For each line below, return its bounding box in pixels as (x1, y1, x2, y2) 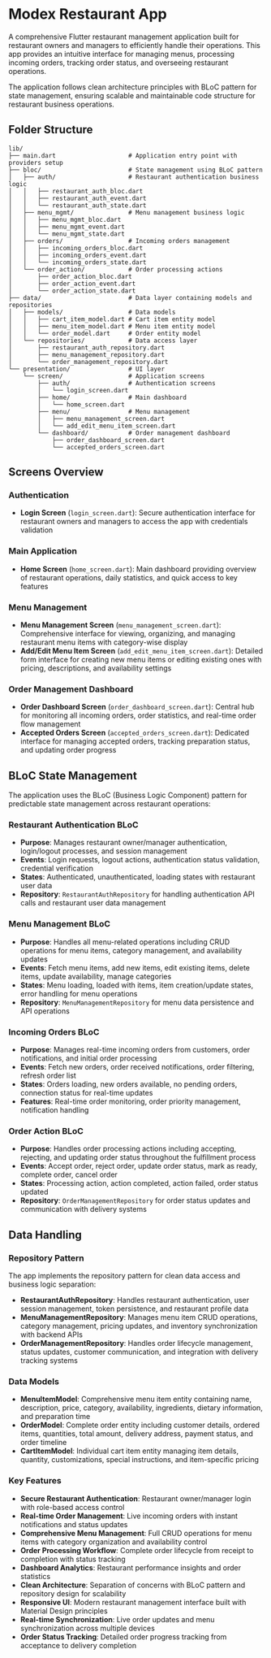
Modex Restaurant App (8, 5, 168, 24)
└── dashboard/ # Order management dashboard (37, 428, 230, 437)
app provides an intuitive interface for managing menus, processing (8, 49, 235, 59)
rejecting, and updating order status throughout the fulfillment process (19, 1152, 256, 1162)
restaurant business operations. (8, 99, 115, 109)
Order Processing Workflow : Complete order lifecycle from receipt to (19, 1545, 254, 1555)
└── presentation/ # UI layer (8, 365, 165, 373)
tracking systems (19, 1356, 79, 1365)
